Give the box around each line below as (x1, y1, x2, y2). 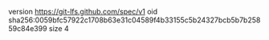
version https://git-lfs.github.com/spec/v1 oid (8, 7, 158, 16)
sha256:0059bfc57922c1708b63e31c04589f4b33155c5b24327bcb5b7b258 (8, 15, 261, 25)
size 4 (48, 24, 70, 33)
